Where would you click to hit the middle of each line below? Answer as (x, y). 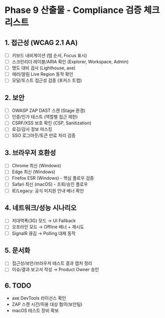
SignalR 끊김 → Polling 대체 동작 (43, 233)
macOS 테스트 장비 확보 (35, 311)
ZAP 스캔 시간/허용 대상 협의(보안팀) (47, 305)
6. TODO (18, 285)
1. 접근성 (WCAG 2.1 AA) (41, 43)
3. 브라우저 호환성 (30, 153)
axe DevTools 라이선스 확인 (39, 298)
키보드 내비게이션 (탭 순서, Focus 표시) (49, 55)
